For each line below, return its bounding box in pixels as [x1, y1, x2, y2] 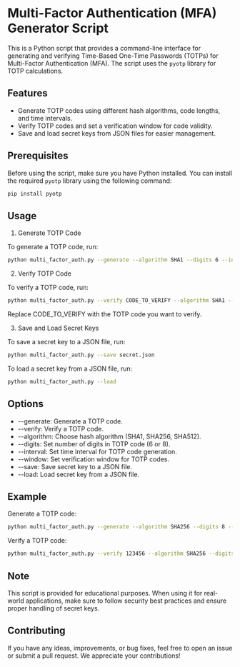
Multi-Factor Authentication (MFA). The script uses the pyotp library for [7, 59, 216, 67]
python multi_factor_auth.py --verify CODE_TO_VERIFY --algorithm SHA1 [7, 297, 225, 304]
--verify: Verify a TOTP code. [17, 424, 104, 433]
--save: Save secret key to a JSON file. [17, 462, 133, 471]
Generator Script [7, 20, 109, 36]
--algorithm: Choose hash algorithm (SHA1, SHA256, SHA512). [17, 432, 201, 441]
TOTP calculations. [7, 66, 63, 75]
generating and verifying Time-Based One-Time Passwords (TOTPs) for [7, 51, 219, 60]
